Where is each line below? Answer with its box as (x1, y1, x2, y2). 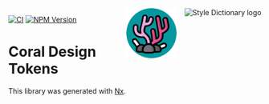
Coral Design (8, 43, 96, 61)
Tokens (8, 60, 59, 78)
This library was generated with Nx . (8, 86, 126, 95)
